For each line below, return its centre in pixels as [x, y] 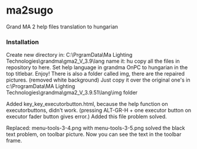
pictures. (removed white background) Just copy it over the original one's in [98, 80]
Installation [23, 42]
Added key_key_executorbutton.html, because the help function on [87, 104]
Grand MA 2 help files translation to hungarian [62, 27]
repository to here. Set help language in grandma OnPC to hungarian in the [97, 67]
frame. [14, 141]
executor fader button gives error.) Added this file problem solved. [86, 116]
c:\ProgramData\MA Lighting [41, 86]
